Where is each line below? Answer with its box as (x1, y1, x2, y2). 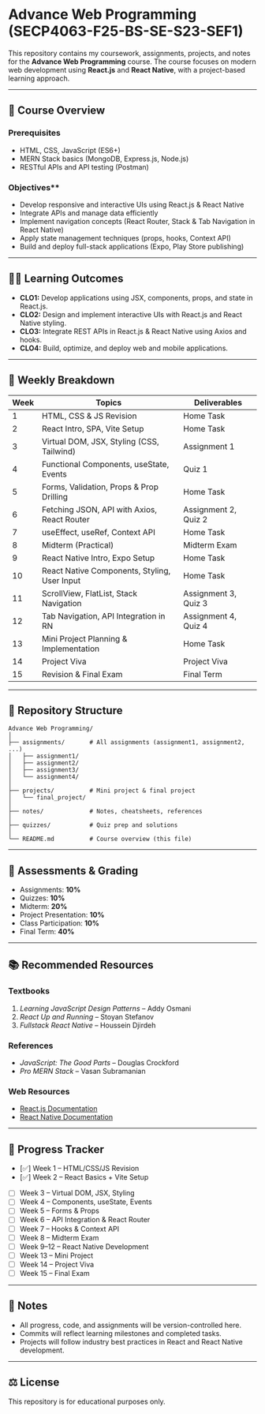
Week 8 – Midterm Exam (19, 1233, 99, 1242)
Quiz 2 (183, 514, 208, 525)
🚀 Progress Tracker (8, 1143, 105, 1156)
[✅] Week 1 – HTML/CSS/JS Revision (19, 1164, 140, 1173)
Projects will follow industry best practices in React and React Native (19, 1337, 243, 1346)
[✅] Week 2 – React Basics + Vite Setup (19, 1173, 149, 1182)
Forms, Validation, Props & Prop (42, 481, 159, 492)
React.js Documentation (19, 1104, 98, 1113)
